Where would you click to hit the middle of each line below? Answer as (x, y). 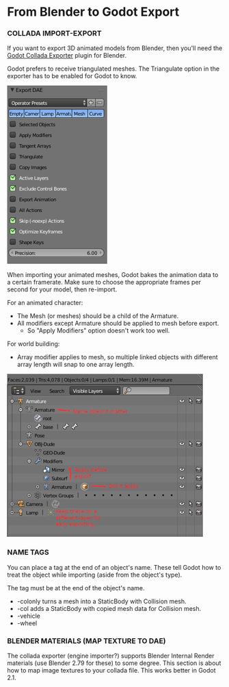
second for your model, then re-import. (62, 289)
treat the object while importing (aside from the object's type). (95, 575)
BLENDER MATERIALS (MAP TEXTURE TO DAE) (86, 640)
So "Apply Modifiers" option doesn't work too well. (98, 330)
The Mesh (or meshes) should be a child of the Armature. (98, 316)
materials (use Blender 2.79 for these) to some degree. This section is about (114, 663)
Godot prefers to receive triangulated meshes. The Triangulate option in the (113, 69)
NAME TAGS (28, 553)
